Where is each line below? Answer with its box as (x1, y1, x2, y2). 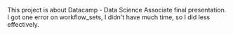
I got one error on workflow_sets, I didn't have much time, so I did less (7, 13, 211, 21)
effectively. (7, 21, 40, 28)
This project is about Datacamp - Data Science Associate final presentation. (7, 6, 227, 14)
